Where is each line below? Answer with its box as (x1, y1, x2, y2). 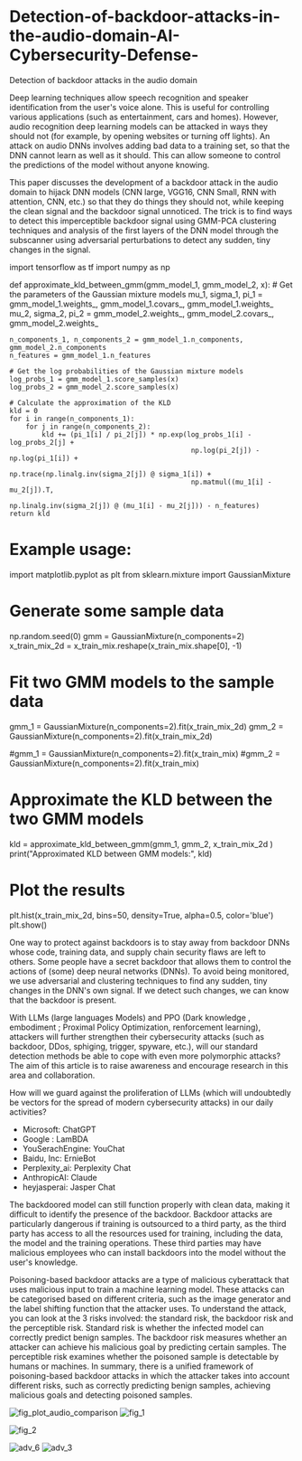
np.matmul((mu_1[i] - (190, 477, 272, 486)
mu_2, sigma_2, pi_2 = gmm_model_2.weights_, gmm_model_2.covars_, (9, 307, 275, 318)
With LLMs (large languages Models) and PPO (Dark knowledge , (9, 1012, 251, 1023)
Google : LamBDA (22, 1133, 88, 1145)
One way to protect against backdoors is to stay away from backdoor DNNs (9, 937, 290, 947)
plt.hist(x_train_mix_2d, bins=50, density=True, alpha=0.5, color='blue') (9, 910, 274, 920)
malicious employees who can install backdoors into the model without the (9, 1247, 287, 1258)
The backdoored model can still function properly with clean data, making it (9, 1199, 290, 1210)
